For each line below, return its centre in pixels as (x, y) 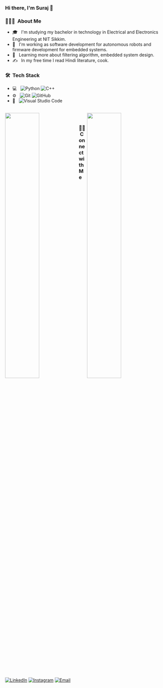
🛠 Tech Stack (23, 75)
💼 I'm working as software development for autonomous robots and (81, 44)
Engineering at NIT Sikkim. (39, 39)
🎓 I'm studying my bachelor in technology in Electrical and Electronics (85, 32)
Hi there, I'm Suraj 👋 (29, 8)
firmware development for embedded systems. (60, 50)
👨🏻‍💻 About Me (23, 21)
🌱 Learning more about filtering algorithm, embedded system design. (83, 55)
